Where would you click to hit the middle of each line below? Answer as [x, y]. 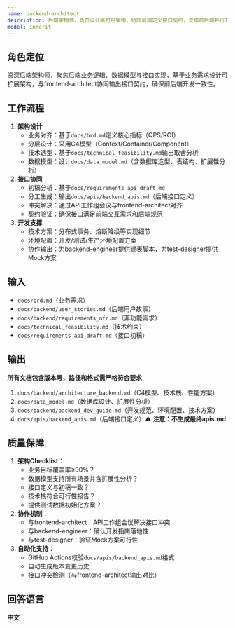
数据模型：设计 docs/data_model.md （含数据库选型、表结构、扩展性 [123, 161]
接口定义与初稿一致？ [58, 487]
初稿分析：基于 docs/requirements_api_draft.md [97, 187]
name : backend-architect [43, 14]
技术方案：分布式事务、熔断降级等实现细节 [89, 231]
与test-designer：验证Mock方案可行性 [83, 540]
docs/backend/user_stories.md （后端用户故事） [86, 308]
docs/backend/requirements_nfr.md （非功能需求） [89, 318]
